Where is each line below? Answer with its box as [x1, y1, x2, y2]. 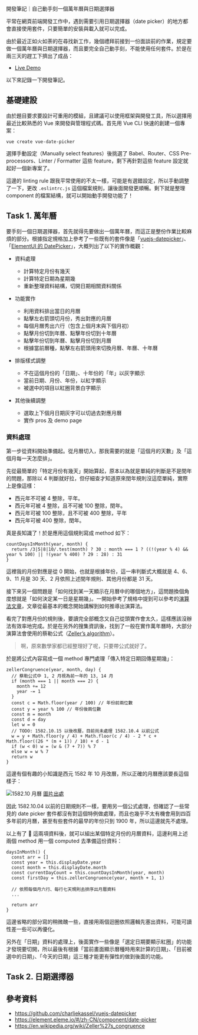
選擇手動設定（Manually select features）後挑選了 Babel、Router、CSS [6, 149, 180, 157]
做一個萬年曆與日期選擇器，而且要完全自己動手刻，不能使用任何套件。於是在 [6, 45, 192, 52]
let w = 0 [11, 721, 35, 728]
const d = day [11, 717, 46, 722]
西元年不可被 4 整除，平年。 [14, 494, 84, 502]
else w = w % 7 [11, 748, 49, 754]
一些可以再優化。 [16, 925, 58, 932]
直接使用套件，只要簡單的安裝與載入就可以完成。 [11, 25, 130, 32]
